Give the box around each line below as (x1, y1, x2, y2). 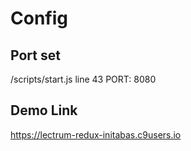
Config (10, 7, 68, 30)
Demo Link (10, 102, 78, 119)
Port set (10, 47, 61, 64)
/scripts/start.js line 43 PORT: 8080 (10, 73, 157, 85)
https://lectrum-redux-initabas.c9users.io (10, 128, 182, 141)
